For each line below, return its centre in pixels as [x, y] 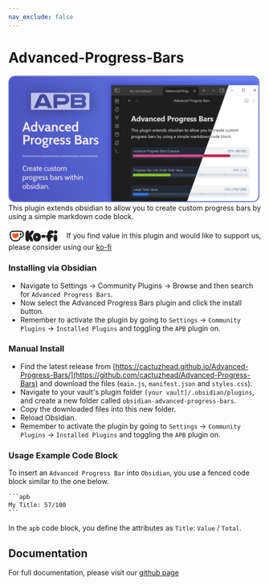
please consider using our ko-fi [60, 247]
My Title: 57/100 [37, 506]
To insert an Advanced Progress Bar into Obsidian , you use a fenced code [129, 473]
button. [32, 311]
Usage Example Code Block [63, 455]
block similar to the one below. [59, 481]
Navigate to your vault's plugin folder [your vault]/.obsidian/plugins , [137, 392]
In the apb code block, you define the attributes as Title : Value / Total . [125, 528]
